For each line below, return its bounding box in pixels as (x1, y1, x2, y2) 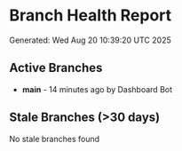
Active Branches (9, 60, 103, 75)
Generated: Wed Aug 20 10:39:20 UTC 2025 (9, 35, 171, 45)
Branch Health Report (9, 5, 172, 26)
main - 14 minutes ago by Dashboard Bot (21, 83, 173, 94)
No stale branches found (9, 133, 100, 144)
